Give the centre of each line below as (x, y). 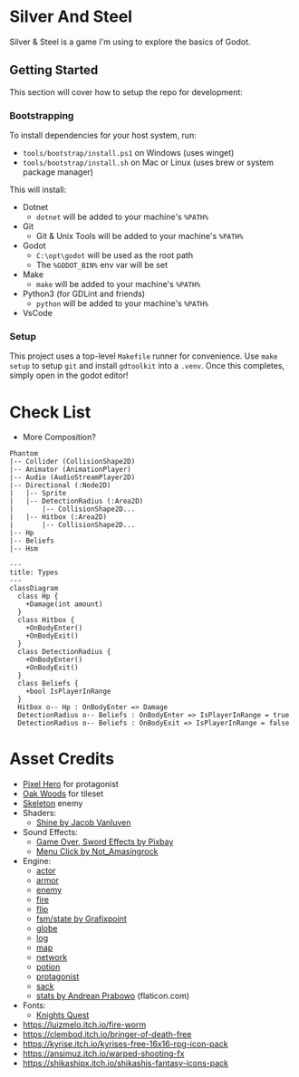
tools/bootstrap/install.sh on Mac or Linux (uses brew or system (148, 163)
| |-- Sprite (38, 494)
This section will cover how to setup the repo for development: (126, 91)
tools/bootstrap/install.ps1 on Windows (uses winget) (128, 153)
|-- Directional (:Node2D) (60, 486)
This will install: (38, 190)
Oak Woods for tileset (63, 793)
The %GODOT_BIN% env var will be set (101, 265)
